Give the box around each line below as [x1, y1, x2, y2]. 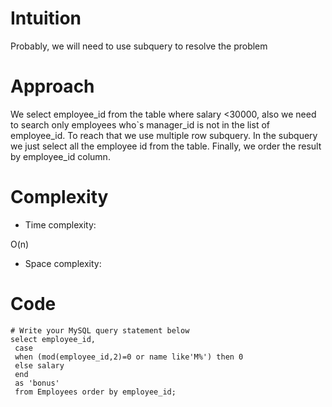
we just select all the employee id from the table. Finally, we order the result [10, 140, 322, 152]
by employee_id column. [10, 150, 111, 162]
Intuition [10, 7, 82, 30]
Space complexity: [24, 257, 102, 269]
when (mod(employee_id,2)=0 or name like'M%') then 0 [14, 352, 244, 362]
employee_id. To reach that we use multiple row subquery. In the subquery [10, 129, 318, 141]
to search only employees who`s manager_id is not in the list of [10, 118, 270, 131]
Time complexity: [24, 218, 97, 231]
